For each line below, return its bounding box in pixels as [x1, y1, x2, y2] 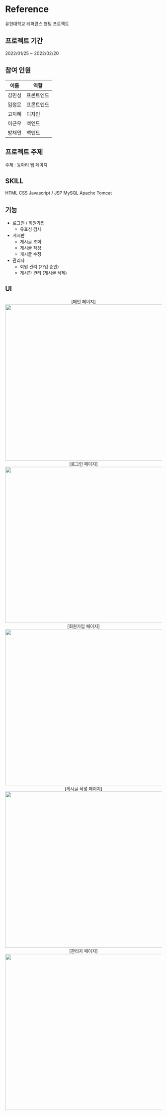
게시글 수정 [19, 251, 41, 257]
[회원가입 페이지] [67, 623, 100, 629]
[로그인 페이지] [69, 461, 98, 467]
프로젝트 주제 [5, 147, 43, 156]
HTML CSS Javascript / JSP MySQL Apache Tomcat [5, 190, 112, 196]
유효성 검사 [19, 226, 41, 232]
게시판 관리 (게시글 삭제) [19, 270, 67, 276]
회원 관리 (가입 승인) [19, 264, 59, 269]
